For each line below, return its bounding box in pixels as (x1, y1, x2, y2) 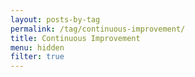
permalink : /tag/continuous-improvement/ (10, 24, 186, 34)
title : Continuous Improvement (10, 33, 141, 43)
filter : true (10, 52, 65, 62)
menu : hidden (10, 42, 65, 53)
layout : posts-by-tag (10, 14, 101, 25)
